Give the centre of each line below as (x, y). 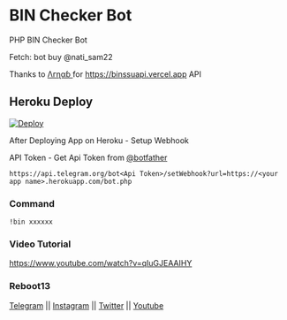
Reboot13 (30, 286)
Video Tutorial (40, 244)
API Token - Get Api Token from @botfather (88, 157)
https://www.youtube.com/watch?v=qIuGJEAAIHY (101, 263)
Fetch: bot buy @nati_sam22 (61, 57)
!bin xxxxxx (31, 222)
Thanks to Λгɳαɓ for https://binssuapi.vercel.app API (105, 74)
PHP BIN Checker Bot (49, 40)
